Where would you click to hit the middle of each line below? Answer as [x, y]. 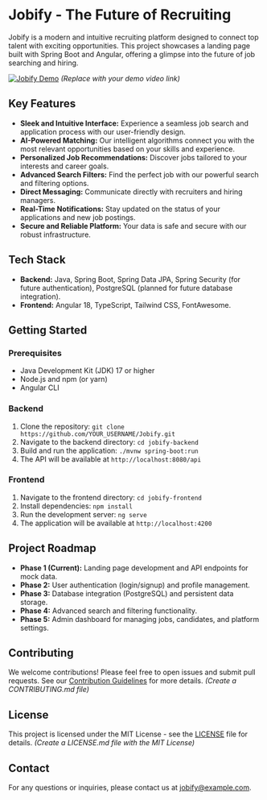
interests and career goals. [64, 166]
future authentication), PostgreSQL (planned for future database [126, 288]
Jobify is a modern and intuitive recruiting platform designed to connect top [133, 37]
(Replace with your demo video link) [121, 78]
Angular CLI [39, 388]
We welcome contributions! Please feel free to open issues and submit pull [132, 672]
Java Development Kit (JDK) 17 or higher [87, 371]
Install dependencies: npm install [76, 506]
